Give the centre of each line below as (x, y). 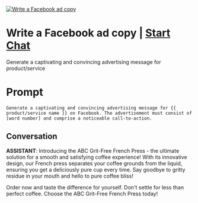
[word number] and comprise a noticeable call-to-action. (79, 118)
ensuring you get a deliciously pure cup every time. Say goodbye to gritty (96, 169)
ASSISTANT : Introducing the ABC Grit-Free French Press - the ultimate (93, 150)
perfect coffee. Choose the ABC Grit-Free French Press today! (82, 194)
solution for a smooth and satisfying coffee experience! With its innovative (97, 157)
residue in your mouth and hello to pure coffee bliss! (70, 176)
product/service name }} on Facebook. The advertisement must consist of (99, 113)
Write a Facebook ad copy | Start (88, 33)
